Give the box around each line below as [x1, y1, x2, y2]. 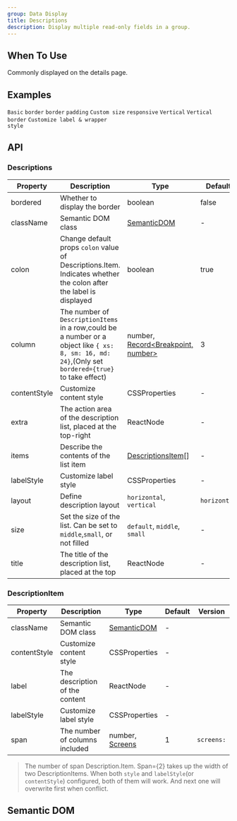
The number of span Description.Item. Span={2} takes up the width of [24, 762, 229, 770]
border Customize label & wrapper [7, 116, 107, 124]
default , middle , [126, 521, 181, 531]
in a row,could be [59, 323, 118, 332]
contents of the [59, 450, 111, 460]
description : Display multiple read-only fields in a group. [7, 23, 191, 30]
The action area [59, 404, 112, 414]
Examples [7, 89, 51, 101]
